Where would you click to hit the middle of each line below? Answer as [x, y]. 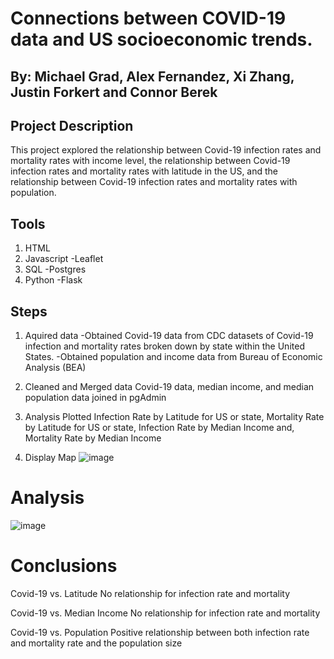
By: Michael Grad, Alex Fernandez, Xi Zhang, [152, 76]
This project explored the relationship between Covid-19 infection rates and [166, 150]
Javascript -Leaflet [64, 259]
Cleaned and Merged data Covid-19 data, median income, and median [169, 387]
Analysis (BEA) [55, 368]
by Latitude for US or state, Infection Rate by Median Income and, [159, 428]
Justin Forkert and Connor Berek [114, 92]
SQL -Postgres [55, 269]
